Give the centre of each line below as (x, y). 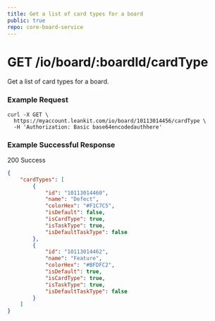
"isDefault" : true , (73, 272)
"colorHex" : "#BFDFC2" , (80, 265)
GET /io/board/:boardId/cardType (108, 62)
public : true (26, 21)
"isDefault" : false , (75, 213)
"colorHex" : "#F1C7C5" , (80, 206)
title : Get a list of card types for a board (75, 14)
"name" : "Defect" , (72, 199)
